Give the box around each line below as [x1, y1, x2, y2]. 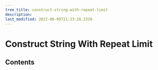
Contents [5, 58, 35, 66]
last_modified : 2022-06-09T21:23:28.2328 [5, 16, 93, 21]
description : [5, 12, 32, 17]
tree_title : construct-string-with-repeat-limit [5, 7, 108, 12]
